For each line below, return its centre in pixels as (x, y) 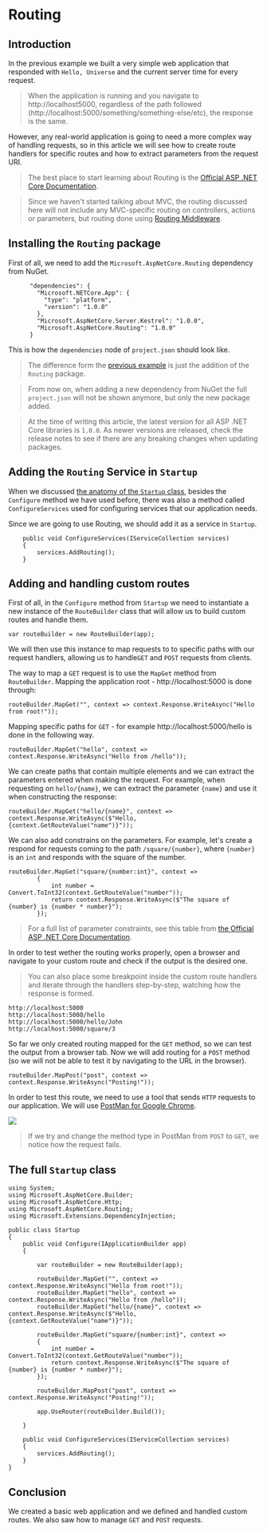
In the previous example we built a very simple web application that (119, 63)
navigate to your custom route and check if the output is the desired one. (128, 961)
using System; (32, 1188)
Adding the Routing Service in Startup (103, 472)
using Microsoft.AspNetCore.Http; (66, 1202)
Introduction (40, 44)
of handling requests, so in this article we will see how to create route (122, 145)
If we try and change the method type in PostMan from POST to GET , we (143, 1136)
